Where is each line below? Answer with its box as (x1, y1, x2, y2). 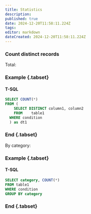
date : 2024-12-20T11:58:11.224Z (5, 21, 71, 26)
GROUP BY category (5, 191, 42, 196)
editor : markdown (5, 30, 40, 35)
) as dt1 (9, 119, 27, 125)
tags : (5, 25, 16, 30)
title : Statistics (5, 7, 42, 12)
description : (5, 12, 32, 17)
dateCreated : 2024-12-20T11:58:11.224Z (5, 35, 86, 40)
